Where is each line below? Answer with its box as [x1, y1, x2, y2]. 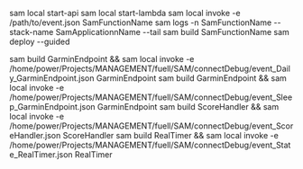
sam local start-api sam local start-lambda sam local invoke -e [9, 8, 241, 18]
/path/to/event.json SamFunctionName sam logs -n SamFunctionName [9, 17, 272, 28]
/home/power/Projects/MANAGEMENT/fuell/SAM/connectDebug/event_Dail [9, 63, 291, 74]
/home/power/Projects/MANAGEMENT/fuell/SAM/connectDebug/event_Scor [9, 120, 294, 131]
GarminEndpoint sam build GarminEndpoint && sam [96, 73, 287, 84]
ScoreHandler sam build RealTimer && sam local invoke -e [62, 130, 280, 140]
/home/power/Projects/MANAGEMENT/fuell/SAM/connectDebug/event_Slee [9, 92, 293, 102]
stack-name [9, 27, 54, 37]
